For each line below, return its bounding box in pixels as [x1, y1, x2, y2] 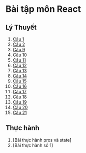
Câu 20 [12, 105, 28, 110]
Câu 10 [12, 52, 27, 58]
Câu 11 [12, 57, 26, 63]
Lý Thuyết [5, 23, 37, 32]
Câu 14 [12, 73, 27, 78]
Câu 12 [12, 63, 27, 68]
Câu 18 [12, 94, 27, 100]
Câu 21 [12, 110, 27, 115]
